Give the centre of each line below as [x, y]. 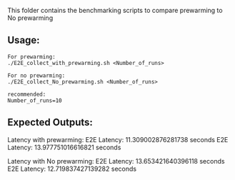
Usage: [24, 40]
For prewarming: [31, 56]
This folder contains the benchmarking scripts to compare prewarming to [115, 10]
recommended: [27, 94]
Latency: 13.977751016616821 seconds [64, 147]
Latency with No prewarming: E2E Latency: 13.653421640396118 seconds [116, 161]
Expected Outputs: [50, 122]
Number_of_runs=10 [35, 100]
